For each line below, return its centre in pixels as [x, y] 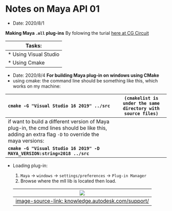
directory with [141, 108]
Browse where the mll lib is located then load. [68, 181]
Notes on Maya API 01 [52, 9]
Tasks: [34, 46]
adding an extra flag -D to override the [53, 134]
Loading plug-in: [30, 165]
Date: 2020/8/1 [28, 23]
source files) [141, 113]
